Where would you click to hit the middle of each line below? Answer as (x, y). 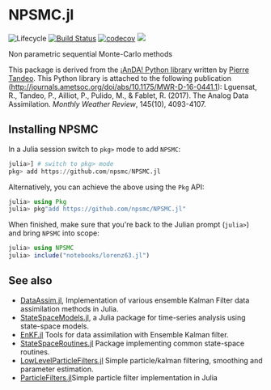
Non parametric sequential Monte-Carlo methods (90, 53)
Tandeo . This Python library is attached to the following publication (120, 78)
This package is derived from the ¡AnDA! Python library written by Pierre (129, 70)
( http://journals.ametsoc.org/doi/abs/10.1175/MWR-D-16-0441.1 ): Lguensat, (133, 87)
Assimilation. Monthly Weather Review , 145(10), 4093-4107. (107, 104)
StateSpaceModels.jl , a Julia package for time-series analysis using (133, 317)
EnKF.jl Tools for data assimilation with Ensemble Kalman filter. (124, 334)
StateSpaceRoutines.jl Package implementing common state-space (132, 343)
